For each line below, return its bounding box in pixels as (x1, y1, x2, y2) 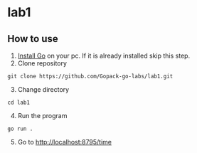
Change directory (17, 85, 70, 93)
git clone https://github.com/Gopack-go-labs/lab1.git (7, 73, 174, 80)
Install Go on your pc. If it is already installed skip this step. (17, 51, 191, 60)
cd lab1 (7, 99, 31, 106)
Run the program (17, 112, 68, 120)
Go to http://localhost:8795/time (17, 138, 112, 146)
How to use (7, 33, 58, 45)
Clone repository (17, 59, 68, 68)
